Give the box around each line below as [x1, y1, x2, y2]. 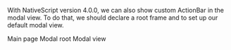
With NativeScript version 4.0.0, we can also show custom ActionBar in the [7, 6, 224, 14]
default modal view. [7, 21, 64, 29]
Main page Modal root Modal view [7, 35, 106, 43]
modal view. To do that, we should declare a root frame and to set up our [7, 13, 218, 22]
